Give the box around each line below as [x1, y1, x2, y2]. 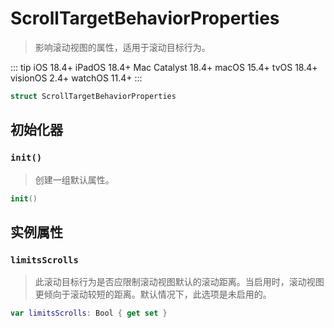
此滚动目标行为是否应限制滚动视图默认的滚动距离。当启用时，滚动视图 [34, 276, 325, 288]
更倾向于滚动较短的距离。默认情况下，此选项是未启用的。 [34, 288, 272, 301]
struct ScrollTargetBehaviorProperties [10, 91, 177, 101]
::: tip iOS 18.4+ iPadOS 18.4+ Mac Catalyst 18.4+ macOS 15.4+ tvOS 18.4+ [10, 61, 318, 73]
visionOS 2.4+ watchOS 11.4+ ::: [10, 72, 143, 84]
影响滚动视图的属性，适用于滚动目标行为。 [34, 41, 211, 53]
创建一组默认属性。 [34, 173, 115, 186]
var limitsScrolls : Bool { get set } [10, 308, 168, 319]
